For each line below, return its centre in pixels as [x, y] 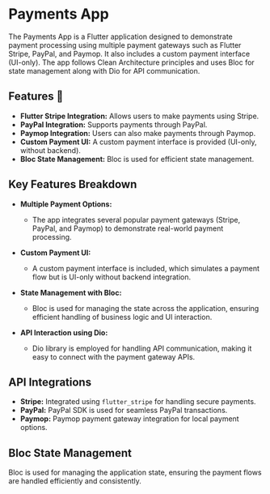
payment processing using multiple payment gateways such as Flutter [125, 45]
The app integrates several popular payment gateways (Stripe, [136, 219]
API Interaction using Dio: [64, 332]
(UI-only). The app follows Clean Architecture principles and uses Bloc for [131, 62]
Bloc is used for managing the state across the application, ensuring [146, 308]
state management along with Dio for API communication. [104, 70]
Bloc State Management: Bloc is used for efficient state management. [137, 159]
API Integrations [50, 382]
